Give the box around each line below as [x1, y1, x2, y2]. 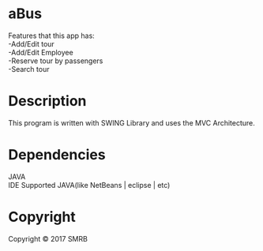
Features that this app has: [8, 31, 95, 40]
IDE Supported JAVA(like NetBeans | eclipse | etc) [8, 180, 171, 189]
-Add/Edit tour [8, 39, 55, 48]
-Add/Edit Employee [8, 47, 73, 57]
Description [8, 92, 87, 111]
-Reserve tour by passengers [8, 56, 103, 66]
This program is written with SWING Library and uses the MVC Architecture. [8, 118, 255, 127]
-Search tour [8, 64, 50, 73]
